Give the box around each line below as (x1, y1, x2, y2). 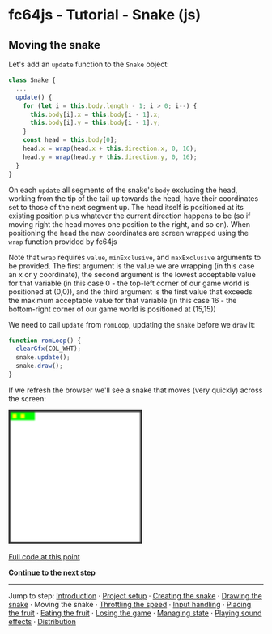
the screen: (8, 393, 47, 403)
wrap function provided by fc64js (8, 237, 117, 246)
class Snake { (8, 76, 57, 84)
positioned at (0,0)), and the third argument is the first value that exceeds (8, 286, 253, 297)
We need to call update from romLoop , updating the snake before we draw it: (8, 319, 256, 329)
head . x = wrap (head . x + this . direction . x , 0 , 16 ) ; (23, 144, 198, 152)
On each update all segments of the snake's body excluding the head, (8, 185, 238, 195)
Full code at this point (8, 551, 81, 561)
